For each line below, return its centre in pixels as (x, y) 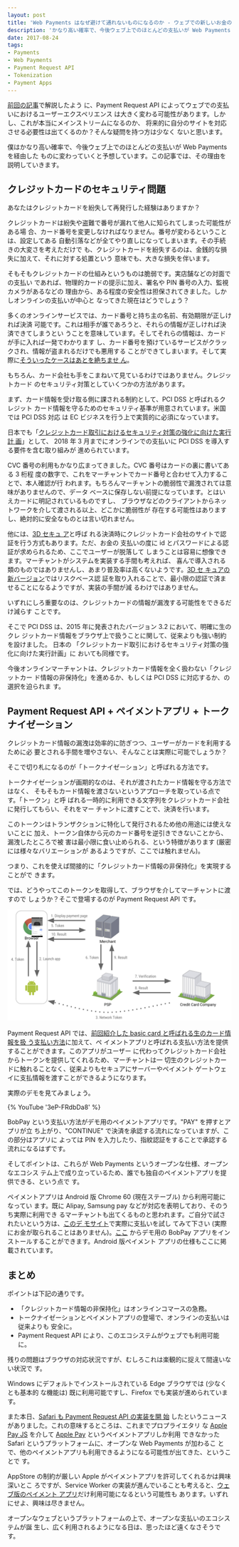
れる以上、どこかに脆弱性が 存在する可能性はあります (148, 510)
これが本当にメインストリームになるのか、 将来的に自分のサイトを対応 (123, 123)
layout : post (27, 15)
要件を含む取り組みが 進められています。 (73, 450)
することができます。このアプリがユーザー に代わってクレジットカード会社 (117, 1051)
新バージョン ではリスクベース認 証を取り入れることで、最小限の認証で (111, 578)
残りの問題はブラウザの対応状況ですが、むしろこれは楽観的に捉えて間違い (116, 1359)
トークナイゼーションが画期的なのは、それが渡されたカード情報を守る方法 (116, 782)
